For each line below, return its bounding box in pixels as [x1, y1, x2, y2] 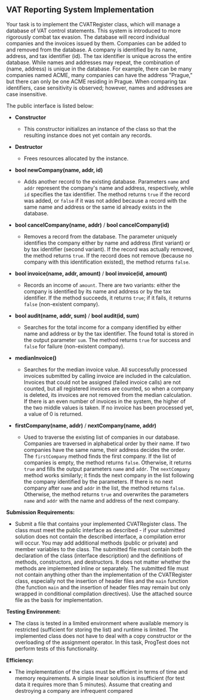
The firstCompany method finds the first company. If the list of [23, 453, 177, 460]
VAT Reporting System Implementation [6, 5, 154, 15]
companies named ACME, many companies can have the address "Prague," [6, 71, 193, 78]
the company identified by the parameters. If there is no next [23, 478, 173, 485]
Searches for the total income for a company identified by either [23, 323, 181, 331]
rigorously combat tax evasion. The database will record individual [6, 33, 170, 41]
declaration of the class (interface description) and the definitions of [14, 552, 183, 559]
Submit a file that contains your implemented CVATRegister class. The [14, 520, 187, 527]
